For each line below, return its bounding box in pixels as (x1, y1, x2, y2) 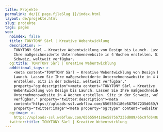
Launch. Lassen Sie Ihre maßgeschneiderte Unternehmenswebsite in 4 (14, 74, 155, 79)
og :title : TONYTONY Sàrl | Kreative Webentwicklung (9, 61, 116, 66)
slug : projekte (5, 20, 36, 26)
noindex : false (9, 34, 40, 39)
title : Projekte (5, 7, 38, 12)
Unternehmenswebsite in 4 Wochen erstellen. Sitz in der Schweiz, (14, 92, 151, 97)
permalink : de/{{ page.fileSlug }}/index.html (5, 12, 101, 16)
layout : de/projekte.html (5, 16, 57, 21)
